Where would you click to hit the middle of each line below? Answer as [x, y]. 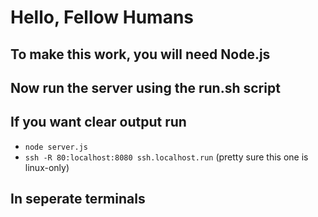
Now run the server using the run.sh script [145, 87]
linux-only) [47, 167]
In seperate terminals [78, 199]
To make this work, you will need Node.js [140, 54]
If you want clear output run [98, 122]
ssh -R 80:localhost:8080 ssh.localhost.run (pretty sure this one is [166, 157]
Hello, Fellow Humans [102, 17]
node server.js [56, 147]
